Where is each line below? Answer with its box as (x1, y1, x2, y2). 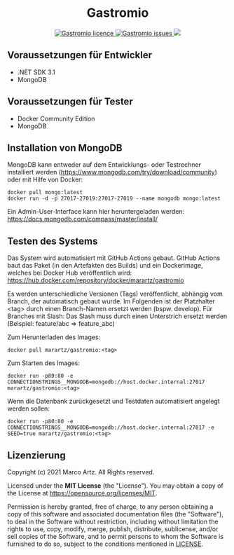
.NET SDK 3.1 (17, 68, 56, 76)
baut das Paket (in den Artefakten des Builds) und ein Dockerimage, (7, 261, 203, 270)
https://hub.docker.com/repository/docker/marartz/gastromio (7, 276, 184, 285)
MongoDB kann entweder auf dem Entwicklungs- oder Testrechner (7, 160, 202, 169)
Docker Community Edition (17, 114, 95, 123)
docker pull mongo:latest (7, 189, 83, 196)
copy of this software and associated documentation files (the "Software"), (7, 510, 224, 518)
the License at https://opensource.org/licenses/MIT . (7, 489, 158, 497)
